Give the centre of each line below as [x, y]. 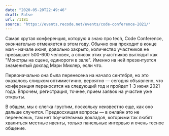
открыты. [15, 97]
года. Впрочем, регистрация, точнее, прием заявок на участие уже [79, 91]
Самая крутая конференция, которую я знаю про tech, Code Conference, [84, 39]
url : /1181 [17, 19]
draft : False [19, 15]
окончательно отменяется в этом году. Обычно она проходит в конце [81, 44]
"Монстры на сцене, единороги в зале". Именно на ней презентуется [81, 60]
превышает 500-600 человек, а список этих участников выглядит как [81, 55]
